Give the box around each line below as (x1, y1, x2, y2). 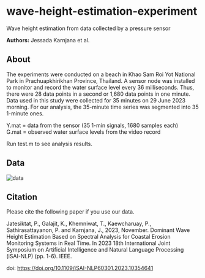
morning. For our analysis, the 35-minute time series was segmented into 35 (6, 103, 199, 110)
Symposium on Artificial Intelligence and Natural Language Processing (6, 246, 184, 253)
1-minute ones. (6, 109, 44, 117)
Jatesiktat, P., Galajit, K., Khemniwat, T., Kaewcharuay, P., (6, 220, 152, 228)
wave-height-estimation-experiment (6, 4, 198, 18)
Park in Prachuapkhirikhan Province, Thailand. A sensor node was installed (6, 77, 195, 84)
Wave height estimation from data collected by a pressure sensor (6, 25, 171, 32)
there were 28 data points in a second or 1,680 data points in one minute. (6, 90, 191, 98)
